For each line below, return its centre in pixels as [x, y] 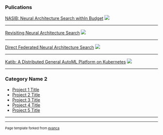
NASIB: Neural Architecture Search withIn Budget [54, 18]
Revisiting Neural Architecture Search [42, 33]
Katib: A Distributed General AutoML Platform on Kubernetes [65, 62]
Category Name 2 [26, 79]
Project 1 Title [26, 90]
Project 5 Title [26, 110]
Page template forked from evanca [32, 128]
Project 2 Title [26, 95]
